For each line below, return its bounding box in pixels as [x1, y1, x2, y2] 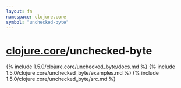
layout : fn [6, 8, 33, 14]
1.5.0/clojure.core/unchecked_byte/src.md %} [6, 76, 116, 83]
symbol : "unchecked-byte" [6, 19, 69, 25]
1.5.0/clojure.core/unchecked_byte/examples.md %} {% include [6, 69, 159, 76]
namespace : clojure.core [6, 14, 66, 20]
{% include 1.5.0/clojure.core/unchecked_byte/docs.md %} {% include [6, 63, 176, 70]
